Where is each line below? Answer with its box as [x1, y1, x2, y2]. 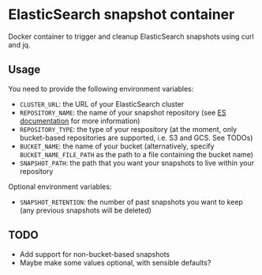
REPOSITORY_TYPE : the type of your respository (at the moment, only [19, 124, 238, 134]
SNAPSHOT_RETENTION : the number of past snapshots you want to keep [19, 197, 243, 206]
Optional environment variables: [8, 182, 112, 191]
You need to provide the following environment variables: [8, 84, 194, 93]
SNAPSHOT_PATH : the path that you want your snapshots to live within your [19, 158, 255, 168]
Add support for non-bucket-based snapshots [19, 249, 170, 258]
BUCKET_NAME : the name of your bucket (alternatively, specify [19, 141, 215, 151]
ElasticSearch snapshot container [8, 6, 235, 24]
